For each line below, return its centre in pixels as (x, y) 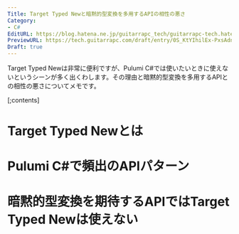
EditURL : (20, 34)
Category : (22, 21)
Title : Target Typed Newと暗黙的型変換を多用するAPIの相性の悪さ (97, 14)
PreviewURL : (25, 41)
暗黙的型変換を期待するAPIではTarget (118, 202)
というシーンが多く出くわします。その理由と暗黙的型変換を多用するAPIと (121, 77)
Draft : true (25, 47)
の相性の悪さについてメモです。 (54, 86)
